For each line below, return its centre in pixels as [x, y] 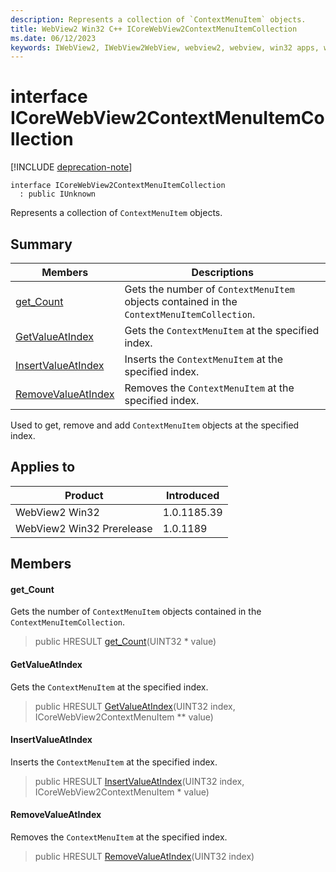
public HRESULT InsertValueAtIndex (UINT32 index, [139, 781]
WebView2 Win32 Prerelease [84, 528]
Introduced [192, 495]
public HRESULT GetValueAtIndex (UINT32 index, [135, 706]
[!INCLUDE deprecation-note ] [71, 167]
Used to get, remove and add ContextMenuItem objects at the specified [155, 425]
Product [84, 495]
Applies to [43, 467]
